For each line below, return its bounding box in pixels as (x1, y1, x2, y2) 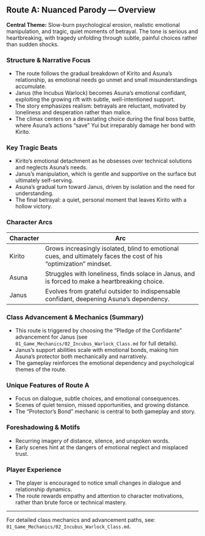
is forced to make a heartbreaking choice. (45, 277, 165, 285)
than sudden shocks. (6, 40, 59, 48)
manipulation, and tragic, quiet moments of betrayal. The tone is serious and (6, 28, 198, 35)
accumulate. (15, 83, 47, 90)
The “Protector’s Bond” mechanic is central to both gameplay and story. (15, 408, 196, 415)
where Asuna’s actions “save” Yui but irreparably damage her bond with (15, 122, 196, 129)
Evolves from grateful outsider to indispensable (45, 287, 181, 295)
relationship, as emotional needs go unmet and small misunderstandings (15, 76, 198, 84)
